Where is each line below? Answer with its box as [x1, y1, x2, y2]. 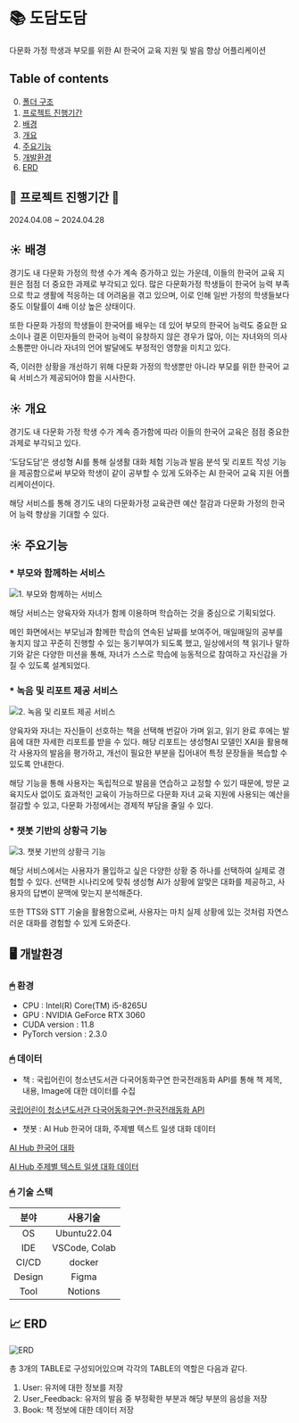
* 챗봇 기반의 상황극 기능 [9, 824, 108, 837]
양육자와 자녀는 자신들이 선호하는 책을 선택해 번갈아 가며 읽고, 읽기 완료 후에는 [9, 725, 281, 736]
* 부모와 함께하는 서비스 [9, 567, 105, 579]
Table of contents [9, 71, 109, 87]
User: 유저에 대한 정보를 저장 [21, 1382, 123, 1393]
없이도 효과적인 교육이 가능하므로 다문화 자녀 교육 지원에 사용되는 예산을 [39, 789, 291, 799]
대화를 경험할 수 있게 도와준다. [25, 918, 131, 929]
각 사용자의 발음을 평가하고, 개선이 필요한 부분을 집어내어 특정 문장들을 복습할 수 [9, 748, 288, 758]
